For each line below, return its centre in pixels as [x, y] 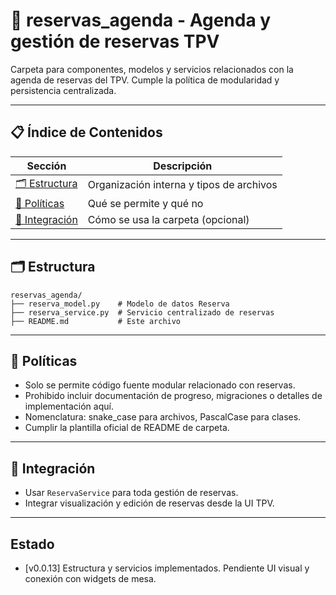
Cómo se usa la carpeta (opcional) [168, 219]
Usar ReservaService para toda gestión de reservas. [131, 493]
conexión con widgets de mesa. [90, 578]
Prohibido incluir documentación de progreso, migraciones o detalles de [173, 396]
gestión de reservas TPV [115, 41]
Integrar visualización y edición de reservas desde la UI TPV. [149, 503]
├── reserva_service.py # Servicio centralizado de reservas [142, 312]
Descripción [183, 166]
